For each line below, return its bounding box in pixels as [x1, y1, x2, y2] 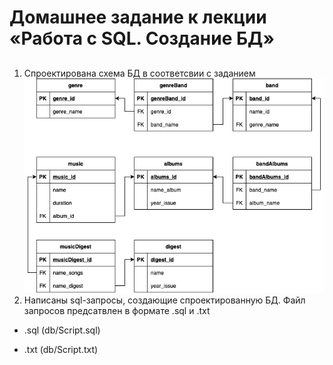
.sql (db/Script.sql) [23, 324, 101, 336]
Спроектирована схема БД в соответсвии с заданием [23, 67, 256, 79]
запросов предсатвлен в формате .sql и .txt [23, 305, 211, 317]
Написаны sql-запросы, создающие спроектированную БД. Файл [23, 294, 306, 306]
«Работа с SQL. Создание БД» [9, 27, 275, 50]
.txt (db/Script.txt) [23, 344, 99, 356]
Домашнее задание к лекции [9, 6, 267, 29]
